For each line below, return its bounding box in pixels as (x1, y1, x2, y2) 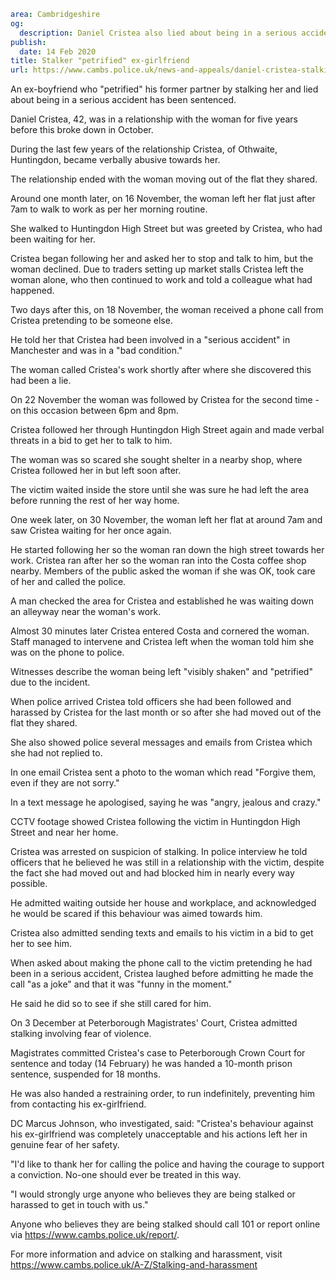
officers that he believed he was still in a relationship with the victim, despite (10, 856, 325, 869)
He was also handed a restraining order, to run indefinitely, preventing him (10, 1088, 315, 1100)
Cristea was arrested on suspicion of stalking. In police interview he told (10, 846, 308, 858)
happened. (10, 285, 55, 297)
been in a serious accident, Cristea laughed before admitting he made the (10, 968, 314, 980)
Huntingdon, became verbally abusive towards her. (10, 154, 221, 166)
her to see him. (10, 938, 73, 950)
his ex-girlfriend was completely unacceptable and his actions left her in (10, 1128, 308, 1140)
